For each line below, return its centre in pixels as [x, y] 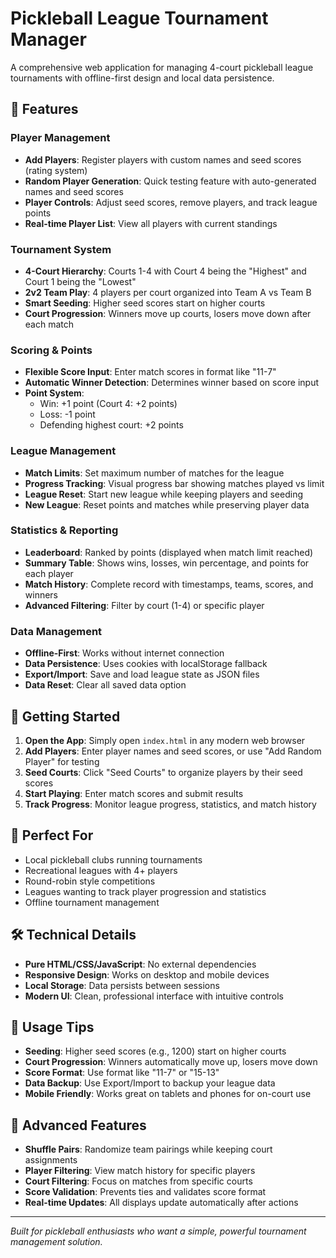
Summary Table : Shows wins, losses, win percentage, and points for [167, 563]
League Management [63, 451]
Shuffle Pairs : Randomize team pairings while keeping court [148, 1149]
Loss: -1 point [67, 414]
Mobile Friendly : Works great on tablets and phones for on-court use [168, 1094]
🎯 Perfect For [52, 835]
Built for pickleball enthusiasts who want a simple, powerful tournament [158, 1231]
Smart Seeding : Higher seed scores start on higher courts [145, 303]
